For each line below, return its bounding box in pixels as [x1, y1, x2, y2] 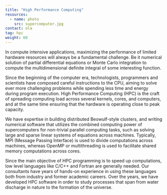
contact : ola [5, 26, 32, 31]
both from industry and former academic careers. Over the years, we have [5, 173, 158, 179]
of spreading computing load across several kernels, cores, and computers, [5, 95, 161, 101]
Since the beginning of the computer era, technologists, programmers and [5, 74, 158, 80]
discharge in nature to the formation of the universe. [5, 184, 113, 190]
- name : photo [9, 16, 39, 21]
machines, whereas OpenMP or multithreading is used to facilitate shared [5, 142, 156, 148]
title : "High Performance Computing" [5, 7, 84, 12]
